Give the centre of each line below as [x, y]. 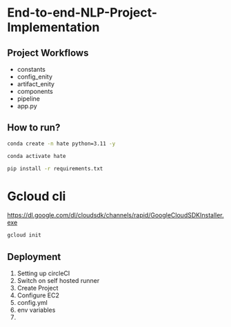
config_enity [35, 77]
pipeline [28, 99]
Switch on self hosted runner [58, 281]
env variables [36, 310]
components [35, 91]
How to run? [34, 128]
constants [31, 69]
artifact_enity [36, 84]
